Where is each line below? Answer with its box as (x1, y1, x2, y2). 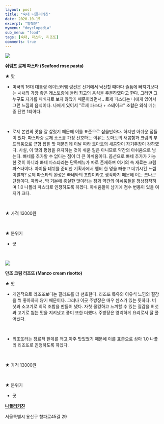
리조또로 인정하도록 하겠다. (17, 342, 69, 348)
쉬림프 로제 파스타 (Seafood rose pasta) (5, 63, 84, 69)
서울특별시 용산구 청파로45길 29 (5, 413, 67, 420)
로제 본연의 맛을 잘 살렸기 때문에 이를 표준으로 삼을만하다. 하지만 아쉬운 (12, 128, 149, 134)
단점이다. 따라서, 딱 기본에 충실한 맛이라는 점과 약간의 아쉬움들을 (12, 178, 136, 184)
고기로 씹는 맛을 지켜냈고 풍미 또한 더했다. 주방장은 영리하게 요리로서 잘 (17, 309, 154, 315)
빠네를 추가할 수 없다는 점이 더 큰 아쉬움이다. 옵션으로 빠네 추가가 (23, 153, 147, 159)
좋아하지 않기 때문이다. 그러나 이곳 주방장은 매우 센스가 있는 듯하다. (23, 297, 151, 303)
